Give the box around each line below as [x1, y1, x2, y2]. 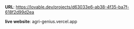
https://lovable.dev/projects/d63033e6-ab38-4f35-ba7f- [15, 4, 130, 10]
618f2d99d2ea [5, 9, 34, 15]
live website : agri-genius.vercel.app [5, 19, 77, 24]
